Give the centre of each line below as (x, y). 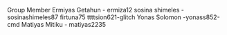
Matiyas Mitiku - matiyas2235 (63, 24)
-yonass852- (201, 17)
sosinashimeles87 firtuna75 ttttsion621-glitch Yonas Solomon (94, 17)
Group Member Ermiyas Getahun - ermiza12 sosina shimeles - (96, 10)
